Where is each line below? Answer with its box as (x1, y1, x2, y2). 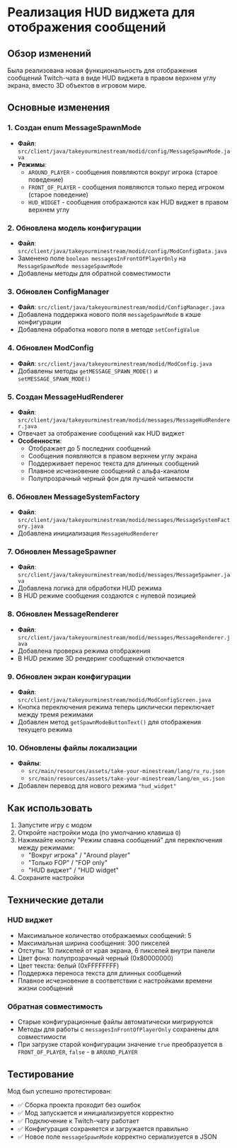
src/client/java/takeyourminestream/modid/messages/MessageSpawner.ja (17, 572, 231, 579)
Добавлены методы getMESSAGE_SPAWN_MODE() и (17, 366, 158, 375)
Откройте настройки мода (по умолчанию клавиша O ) (17, 828, 182, 837)
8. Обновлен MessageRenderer (7, 609, 119, 619)
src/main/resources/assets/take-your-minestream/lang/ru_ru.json (28, 768, 225, 775)
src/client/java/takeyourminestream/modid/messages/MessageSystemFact (17, 517, 231, 524)
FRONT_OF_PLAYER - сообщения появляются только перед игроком (28, 182, 224, 191)
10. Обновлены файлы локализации (7, 743, 138, 753)
